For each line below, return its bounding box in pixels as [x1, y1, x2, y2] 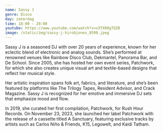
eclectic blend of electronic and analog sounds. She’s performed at [5, 49, 142, 55]
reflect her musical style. [5, 70, 56, 76]
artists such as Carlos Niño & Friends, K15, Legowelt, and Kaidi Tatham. [5, 121, 150, 127]
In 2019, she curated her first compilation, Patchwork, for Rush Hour [5, 105, 144, 111]
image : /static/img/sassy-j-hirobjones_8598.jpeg [5, 30, 110, 35]
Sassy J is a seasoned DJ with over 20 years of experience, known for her [5, 44, 157, 50]
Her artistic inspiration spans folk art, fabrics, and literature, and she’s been [5, 80, 158, 86]
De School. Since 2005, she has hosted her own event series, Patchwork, [5, 60, 155, 66]
